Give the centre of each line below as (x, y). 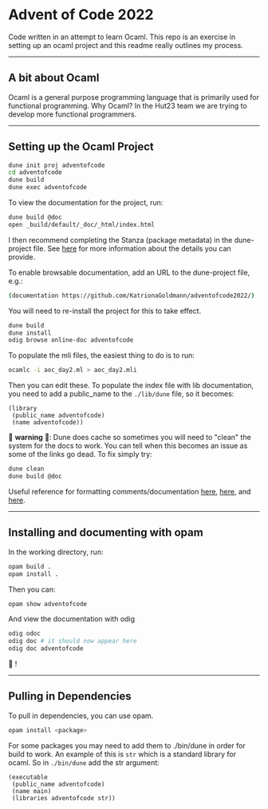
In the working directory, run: (56, 552)
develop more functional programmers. (73, 114)
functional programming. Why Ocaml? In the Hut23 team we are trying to (128, 105)
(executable (28, 777)
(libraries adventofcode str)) (63, 798)
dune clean (26, 469)
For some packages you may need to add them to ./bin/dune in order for (127, 745)
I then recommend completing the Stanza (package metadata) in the (120, 240)
